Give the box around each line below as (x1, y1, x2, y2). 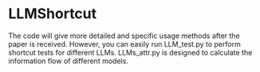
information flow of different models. (8, 56, 129, 66)
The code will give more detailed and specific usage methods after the (8, 31, 241, 40)
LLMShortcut (8, 5, 97, 23)
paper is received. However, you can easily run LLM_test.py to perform (8, 39, 241, 48)
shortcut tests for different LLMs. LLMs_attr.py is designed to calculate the (8, 47, 253, 57)
